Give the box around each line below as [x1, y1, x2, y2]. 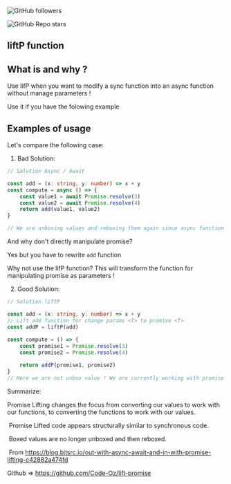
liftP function [7, 40, 64, 52]
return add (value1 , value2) [19, 206, 100, 213]
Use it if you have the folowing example [7, 102, 120, 111]
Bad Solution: [17, 154, 56, 162]
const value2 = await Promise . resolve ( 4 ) [19, 199, 140, 207]
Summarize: [7, 387, 41, 395]
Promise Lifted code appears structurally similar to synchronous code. [8, 421, 209, 429]
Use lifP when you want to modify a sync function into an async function [7, 82, 214, 90]
